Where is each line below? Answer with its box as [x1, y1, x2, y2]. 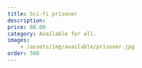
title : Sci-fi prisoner [7, 10, 78, 18]
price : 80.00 [7, 23, 46, 30]
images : [7, 37, 31, 44]
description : [7, 17, 46, 24]
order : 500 [7, 50, 40, 57]
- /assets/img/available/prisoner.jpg [20, 43, 135, 50]
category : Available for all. [7, 30, 97, 38]
